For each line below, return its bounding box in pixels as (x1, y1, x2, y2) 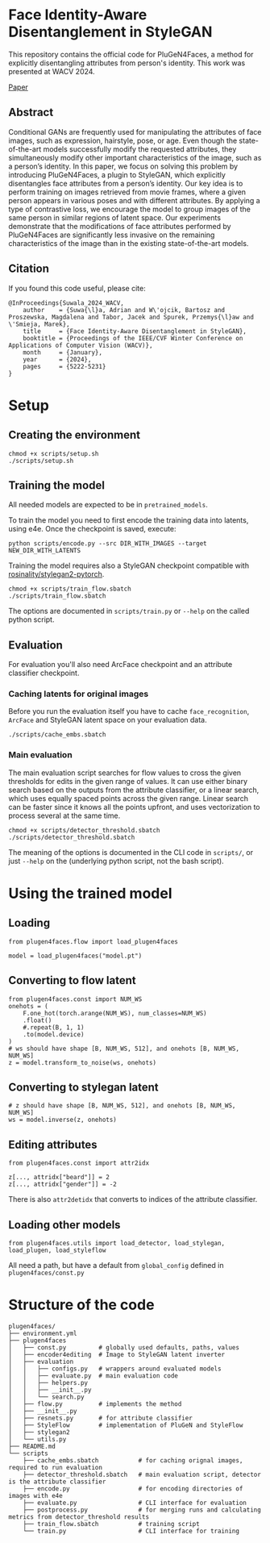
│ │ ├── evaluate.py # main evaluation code (8, 1371, 179, 1380)
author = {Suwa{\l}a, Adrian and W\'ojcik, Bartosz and (23, 306, 226, 314)
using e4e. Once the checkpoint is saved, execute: (8, 524, 177, 534)
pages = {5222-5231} (23, 362, 106, 370)
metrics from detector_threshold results (8, 1512, 150, 1521)
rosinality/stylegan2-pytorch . (8, 569, 105, 579)
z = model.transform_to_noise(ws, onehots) (8, 1058, 157, 1066)
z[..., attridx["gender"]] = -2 (8, 1180, 117, 1189)
